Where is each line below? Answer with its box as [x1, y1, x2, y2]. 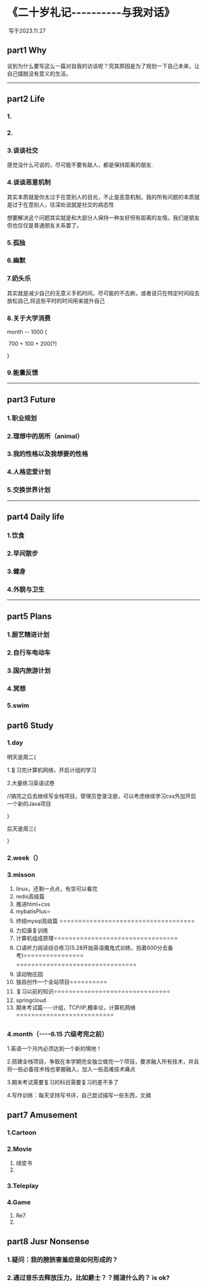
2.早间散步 [7, 549, 39, 558]
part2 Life [7, 94, 45, 104]
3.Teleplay [7, 1181, 39, 1190]
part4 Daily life [7, 512, 65, 522]
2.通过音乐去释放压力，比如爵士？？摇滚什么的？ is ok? [7, 1274, 170, 1282]
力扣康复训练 [15, 927, 48, 935]
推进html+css [15, 900, 51, 908]
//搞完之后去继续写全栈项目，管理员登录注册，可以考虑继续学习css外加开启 [7, 792, 196, 800]
